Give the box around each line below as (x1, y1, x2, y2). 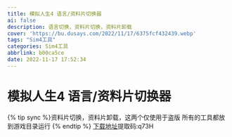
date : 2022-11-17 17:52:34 (7, 56, 86, 63)
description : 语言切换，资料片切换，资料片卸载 (7, 23, 132, 30)
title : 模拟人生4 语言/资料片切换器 (7, 10, 102, 18)
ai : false (7, 17, 37, 24)
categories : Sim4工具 (7, 43, 69, 50)
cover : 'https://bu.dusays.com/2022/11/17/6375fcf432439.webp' (7, 30, 197, 37)
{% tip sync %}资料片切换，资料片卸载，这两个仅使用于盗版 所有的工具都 (7, 113, 219, 122)
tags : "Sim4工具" (7, 37, 56, 44)
